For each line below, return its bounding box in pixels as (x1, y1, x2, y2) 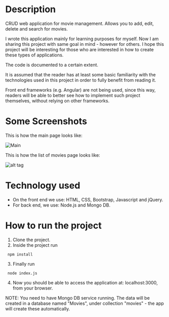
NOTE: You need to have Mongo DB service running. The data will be (5, 295, 150, 301)
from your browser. (12, 285, 53, 291)
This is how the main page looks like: (5, 132, 83, 138)
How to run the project (5, 220, 102, 231)
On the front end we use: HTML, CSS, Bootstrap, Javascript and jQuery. (12, 196, 163, 203)
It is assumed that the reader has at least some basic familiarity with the (5, 71, 156, 77)
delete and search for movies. (5, 25, 68, 32)
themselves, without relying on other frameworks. (5, 98, 109, 104)
